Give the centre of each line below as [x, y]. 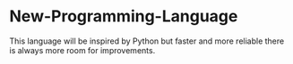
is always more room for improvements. [82, 50]
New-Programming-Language [124, 16]
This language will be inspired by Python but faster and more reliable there [147, 41]
